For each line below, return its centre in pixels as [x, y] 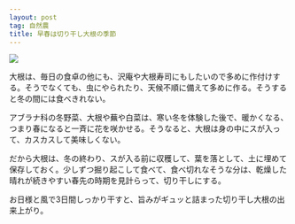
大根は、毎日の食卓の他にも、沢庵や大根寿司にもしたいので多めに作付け [141, 77]
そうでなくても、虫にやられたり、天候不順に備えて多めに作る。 [140, 88]
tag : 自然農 [29, 26]
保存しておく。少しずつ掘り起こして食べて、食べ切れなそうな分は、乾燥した [148, 170]
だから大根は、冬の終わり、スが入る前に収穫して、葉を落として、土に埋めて [148, 158]
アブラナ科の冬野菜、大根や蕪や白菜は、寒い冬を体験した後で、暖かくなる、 [149, 118]
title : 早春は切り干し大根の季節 [63, 34]
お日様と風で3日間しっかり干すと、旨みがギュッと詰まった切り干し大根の [143, 199]
